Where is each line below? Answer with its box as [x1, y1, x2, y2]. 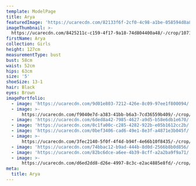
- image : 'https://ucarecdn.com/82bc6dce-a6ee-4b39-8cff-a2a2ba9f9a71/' [11, 149, 192, 155]
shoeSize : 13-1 [6, 79, 43, 85]
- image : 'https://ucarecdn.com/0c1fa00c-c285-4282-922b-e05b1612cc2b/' [11, 122, 192, 128]
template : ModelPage [6, 8, 57, 15]
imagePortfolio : [6, 95, 45, 101]
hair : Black [6, 85, 35, 90]
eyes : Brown [6, 90, 35, 96]
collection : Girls [6, 41, 51, 47]
